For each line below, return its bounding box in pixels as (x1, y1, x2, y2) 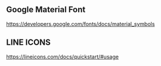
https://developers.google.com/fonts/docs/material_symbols (6, 20, 155, 27)
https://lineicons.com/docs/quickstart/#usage (6, 53, 119, 60)
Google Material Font (6, 5, 86, 15)
